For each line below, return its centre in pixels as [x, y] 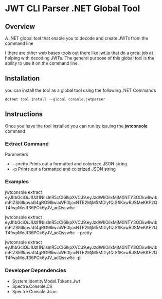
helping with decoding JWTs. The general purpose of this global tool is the [80, 58]
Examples [17, 181]
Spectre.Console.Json [34, 291]
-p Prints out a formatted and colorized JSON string [64, 169]
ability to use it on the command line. [42, 63]
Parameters [17, 154]
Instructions [24, 114]
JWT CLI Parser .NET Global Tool [72, 9]
